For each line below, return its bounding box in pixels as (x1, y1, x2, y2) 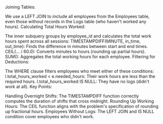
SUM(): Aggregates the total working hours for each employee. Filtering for (5, 54, 156, 60)
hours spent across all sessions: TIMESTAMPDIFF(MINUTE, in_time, (5, 38, 141, 44)
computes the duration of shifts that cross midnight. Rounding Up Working (5, 98, 154, 104)
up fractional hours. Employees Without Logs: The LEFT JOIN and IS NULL (5, 108, 155, 114)
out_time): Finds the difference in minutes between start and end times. (5, 44, 148, 49)
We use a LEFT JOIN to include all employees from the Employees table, (5, 14, 150, 19)
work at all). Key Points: (5, 84, 53, 89)
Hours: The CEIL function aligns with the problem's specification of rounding (5, 104, 159, 109)
